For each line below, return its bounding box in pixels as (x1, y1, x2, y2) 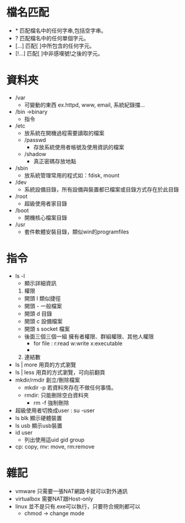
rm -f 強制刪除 (33, 399, 69, 406)
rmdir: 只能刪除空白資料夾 (24, 391, 89, 399)
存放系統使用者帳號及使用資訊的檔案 (33, 143, 125, 151)
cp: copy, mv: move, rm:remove (15, 443, 95, 450)
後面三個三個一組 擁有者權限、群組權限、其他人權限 (24, 333, 154, 340)
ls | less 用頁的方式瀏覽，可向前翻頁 (15, 368, 105, 375)
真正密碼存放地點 (33, 157, 77, 165)
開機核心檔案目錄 (24, 214, 68, 221)
